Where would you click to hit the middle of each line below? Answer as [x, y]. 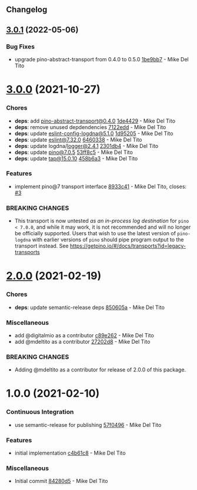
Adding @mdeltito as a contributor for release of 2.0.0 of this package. [100, 370]
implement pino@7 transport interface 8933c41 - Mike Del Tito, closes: [101, 186]
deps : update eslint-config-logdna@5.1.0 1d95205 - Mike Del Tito [94, 133]
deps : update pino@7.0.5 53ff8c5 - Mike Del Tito [74, 152]
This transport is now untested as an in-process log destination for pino [102, 221]
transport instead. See [41, 246]
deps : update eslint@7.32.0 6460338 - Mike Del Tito [78, 139]
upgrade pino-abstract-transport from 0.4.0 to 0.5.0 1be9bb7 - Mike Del [102, 60]
